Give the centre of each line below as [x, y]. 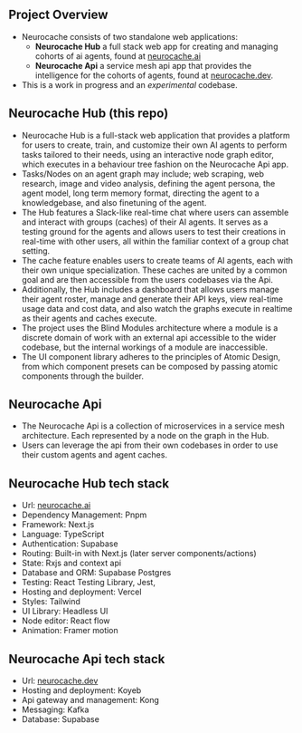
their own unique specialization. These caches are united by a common [154, 270]
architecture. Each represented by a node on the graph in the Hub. [145, 436]
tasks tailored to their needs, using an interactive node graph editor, [148, 154]
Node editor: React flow [66, 621]
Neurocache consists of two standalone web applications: [130, 36]
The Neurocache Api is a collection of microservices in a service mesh [153, 426]
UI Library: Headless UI [65, 612]
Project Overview [58, 15]
